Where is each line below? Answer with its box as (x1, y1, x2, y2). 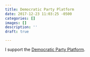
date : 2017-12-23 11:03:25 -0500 (5, 11, 72, 16)
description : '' (5, 25, 38, 30)
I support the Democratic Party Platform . (5, 46, 86, 52)
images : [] (5, 20, 27, 25)
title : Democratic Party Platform (5, 7, 75, 12)
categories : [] (5, 16, 36, 21)
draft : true (5, 29, 29, 34)
